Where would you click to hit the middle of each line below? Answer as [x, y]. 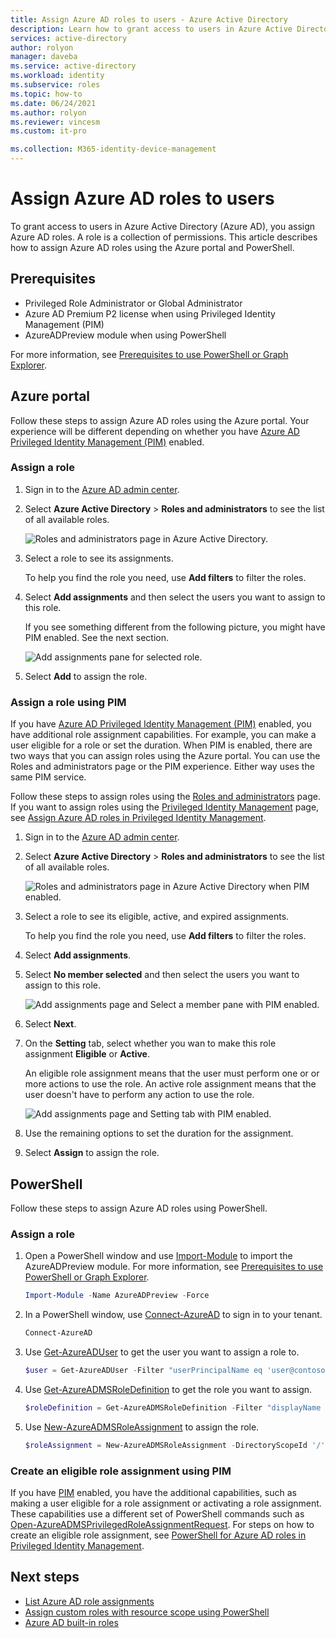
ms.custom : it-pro [48, 131]
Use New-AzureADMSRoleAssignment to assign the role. [142, 1427]
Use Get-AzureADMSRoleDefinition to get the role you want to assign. [168, 1389]
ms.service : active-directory [73, 66]
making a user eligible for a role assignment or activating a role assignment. [166, 1503]
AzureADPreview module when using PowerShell [125, 335]
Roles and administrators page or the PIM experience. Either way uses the [162, 767]
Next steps [45, 1577]
